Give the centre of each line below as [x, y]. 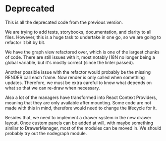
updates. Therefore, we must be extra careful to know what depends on [79, 83]
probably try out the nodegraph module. [46, 133]
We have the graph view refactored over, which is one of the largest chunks [82, 52]
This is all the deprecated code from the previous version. [64, 22]
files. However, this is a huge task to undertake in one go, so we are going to [83, 37]
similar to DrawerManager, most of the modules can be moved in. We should [83, 128]
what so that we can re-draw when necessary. [53, 88]
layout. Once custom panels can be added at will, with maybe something [79, 123]
